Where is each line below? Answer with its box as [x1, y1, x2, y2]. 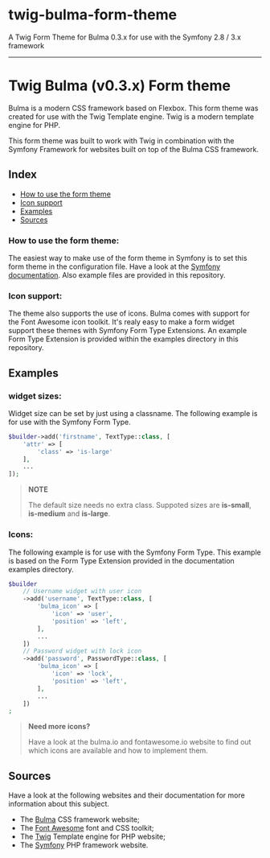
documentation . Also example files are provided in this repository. [8, 270, 226, 279]
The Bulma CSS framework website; [19, 815, 140, 824]
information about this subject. [8, 799, 110, 809]
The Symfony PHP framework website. [19, 840, 149, 850]
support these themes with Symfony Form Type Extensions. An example [8, 326, 247, 336]
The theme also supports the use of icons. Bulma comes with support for [8, 308, 251, 319]
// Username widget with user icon [22, 588, 142, 596]
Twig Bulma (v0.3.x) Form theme [8, 76, 231, 95]
